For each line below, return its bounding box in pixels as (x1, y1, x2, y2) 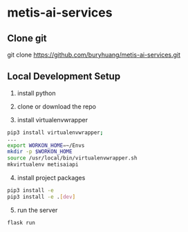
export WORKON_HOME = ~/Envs (7, 142, 85, 149)
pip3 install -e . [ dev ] (7, 193, 76, 200)
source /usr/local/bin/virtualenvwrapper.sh (7, 155, 138, 162)
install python (17, 88, 56, 97)
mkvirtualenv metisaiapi (7, 161, 79, 168)
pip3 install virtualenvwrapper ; (7, 129, 104, 136)
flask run (7, 219, 36, 226)
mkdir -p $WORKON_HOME (7, 148, 73, 155)
